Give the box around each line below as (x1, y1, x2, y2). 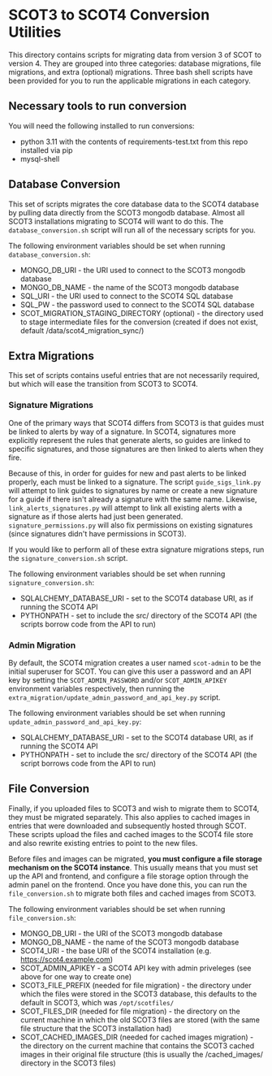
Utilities (8, 23, 62, 41)
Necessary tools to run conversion (8, 99, 187, 113)
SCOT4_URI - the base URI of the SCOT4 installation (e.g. (19, 945, 212, 956)
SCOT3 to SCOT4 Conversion (8, 6, 210, 24)
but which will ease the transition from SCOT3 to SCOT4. (8, 380, 199, 389)
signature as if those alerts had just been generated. (8, 511, 183, 521)
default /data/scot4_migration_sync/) (19, 325, 145, 335)
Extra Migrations (8, 349, 95, 362)
